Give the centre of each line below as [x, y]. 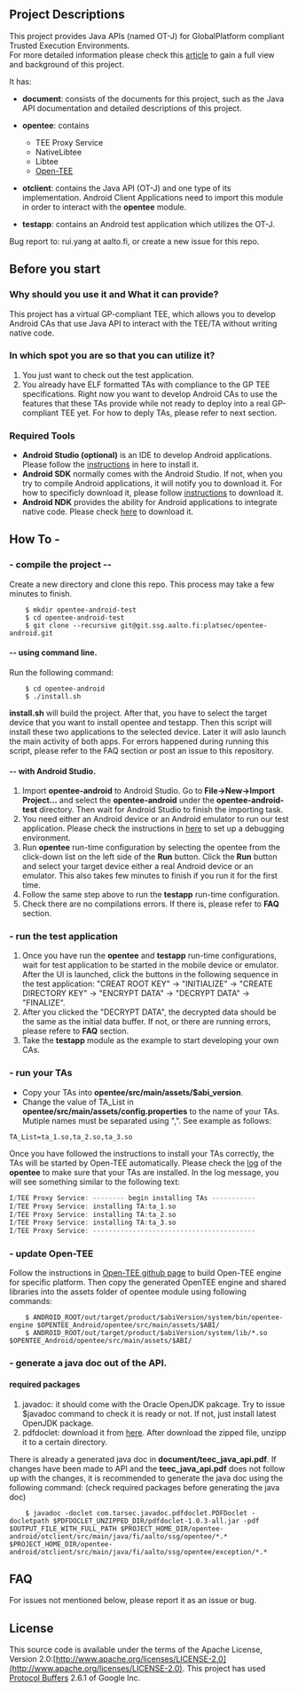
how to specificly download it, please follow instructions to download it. [153, 493]
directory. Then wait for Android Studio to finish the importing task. [161, 810]
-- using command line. [53, 652]
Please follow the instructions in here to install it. [110, 464]
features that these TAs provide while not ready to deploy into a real [146, 403]
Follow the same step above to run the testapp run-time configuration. [151, 895]
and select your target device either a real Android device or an [137, 866]
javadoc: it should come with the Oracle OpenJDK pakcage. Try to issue [153, 1404]
